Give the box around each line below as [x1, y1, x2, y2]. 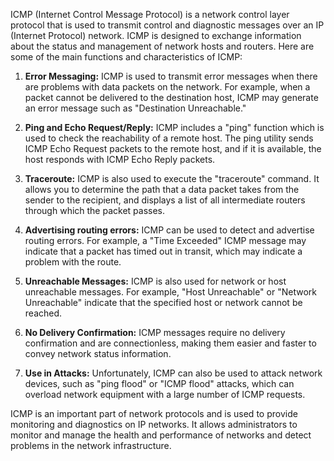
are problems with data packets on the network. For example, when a [24, 81, 311, 93]
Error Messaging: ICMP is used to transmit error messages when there [24, 70, 318, 82]
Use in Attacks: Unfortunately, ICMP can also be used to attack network [24, 367, 323, 379]
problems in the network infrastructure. [10, 440, 172, 451]
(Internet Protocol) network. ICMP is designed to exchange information [10, 30, 302, 41]
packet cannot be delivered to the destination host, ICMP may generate [24, 92, 319, 103]
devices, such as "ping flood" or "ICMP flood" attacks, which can [24, 378, 295, 389]
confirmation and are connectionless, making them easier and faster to [24, 337, 317, 349]
